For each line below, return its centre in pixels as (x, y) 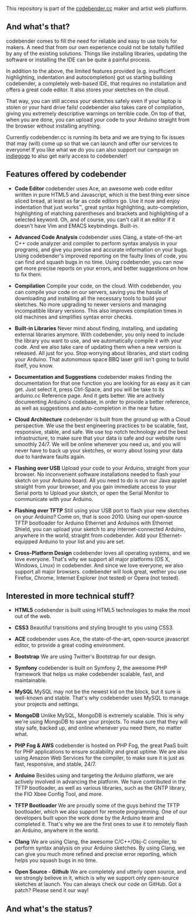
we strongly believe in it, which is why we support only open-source (97, 878)
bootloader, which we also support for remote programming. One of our (101, 812)
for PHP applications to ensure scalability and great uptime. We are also (101, 752)
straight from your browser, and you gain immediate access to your (95, 487)
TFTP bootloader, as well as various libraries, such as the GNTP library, (100, 788)
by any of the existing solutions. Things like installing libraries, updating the (97, 53)
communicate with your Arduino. (54, 499)
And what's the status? (49, 909)
